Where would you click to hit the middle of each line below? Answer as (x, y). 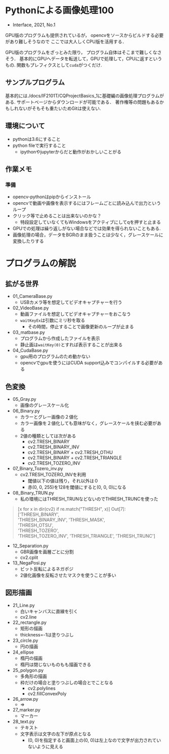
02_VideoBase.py (31, 308)
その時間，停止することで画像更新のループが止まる (81, 327)
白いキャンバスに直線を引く (49, 611)
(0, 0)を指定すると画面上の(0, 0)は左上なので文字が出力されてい (94, 740)
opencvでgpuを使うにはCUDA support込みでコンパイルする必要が (89, 363)
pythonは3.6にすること (36, 139)
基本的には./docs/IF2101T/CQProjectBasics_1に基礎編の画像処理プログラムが (85, 96)
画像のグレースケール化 (45, 405)
